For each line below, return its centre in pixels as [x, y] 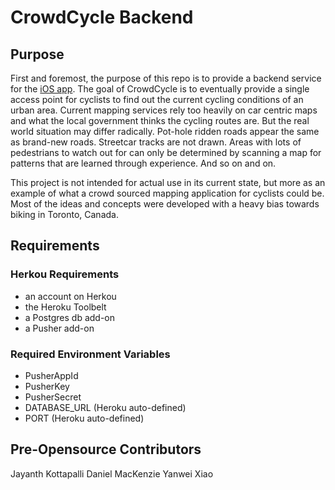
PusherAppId [51, 375]
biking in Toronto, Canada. [64, 214]
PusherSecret [53, 397]
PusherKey [47, 386]
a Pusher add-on [59, 328]
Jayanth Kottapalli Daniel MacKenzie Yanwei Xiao [112, 473]
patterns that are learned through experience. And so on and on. [143, 163]
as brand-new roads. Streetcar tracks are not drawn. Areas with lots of [156, 142]
